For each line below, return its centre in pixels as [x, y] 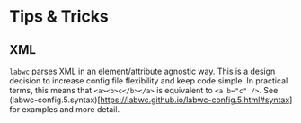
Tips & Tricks [59, 17]
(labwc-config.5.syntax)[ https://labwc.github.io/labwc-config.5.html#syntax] [151, 100]
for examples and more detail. [64, 109]
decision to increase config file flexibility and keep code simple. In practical [149, 81]
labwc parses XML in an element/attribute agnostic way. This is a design [142, 71]
